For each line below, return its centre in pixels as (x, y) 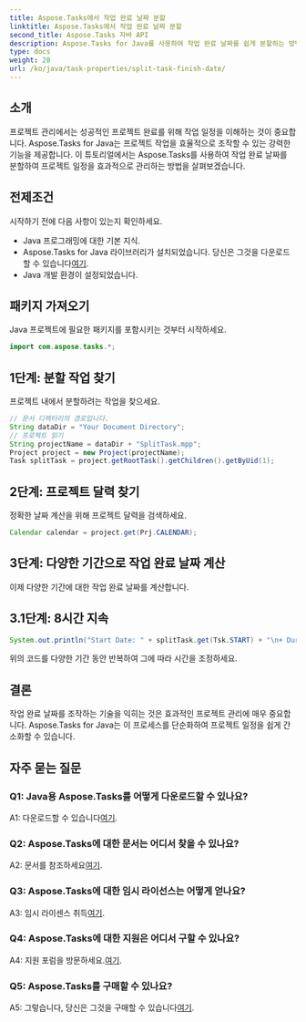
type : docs (30, 52)
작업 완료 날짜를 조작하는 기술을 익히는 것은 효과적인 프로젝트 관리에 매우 (138, 714)
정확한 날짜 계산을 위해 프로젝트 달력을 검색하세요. (98, 515)
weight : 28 (30, 60)
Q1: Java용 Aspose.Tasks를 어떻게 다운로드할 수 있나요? (129, 796)
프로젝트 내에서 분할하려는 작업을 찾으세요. (85, 401)
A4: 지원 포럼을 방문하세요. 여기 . (66, 960)
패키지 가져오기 (50, 306)
